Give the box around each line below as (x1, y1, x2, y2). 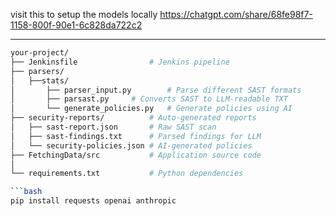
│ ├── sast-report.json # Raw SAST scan (10, 122, 217, 132)
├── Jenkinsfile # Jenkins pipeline (10, 57, 230, 67)
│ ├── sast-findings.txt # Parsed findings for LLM (10, 131, 262, 141)
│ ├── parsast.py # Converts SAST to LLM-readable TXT (10, 94, 288, 104)
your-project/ (10, 48, 70, 58)
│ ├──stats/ (10, 75, 70, 86)
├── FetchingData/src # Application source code (10, 150, 262, 160)
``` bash (10, 187, 43, 197)
